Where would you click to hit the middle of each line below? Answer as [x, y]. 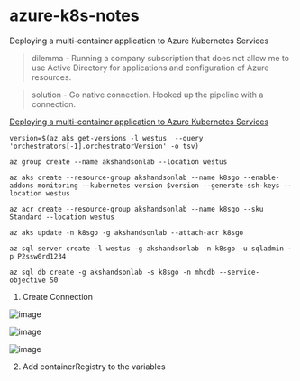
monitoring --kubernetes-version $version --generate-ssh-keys [159, 186]
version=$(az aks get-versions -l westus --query [106, 138]
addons [22, 186]
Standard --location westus [62, 217]
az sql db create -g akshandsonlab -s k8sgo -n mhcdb [113, 272]
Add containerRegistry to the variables [94, 367]
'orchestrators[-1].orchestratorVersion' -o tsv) [105, 146]
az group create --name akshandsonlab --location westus [118, 162]
